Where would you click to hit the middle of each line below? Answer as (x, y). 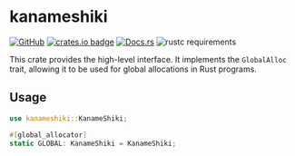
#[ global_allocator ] (49, 135)
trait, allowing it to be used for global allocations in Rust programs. (133, 69)
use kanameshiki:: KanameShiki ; (69, 118)
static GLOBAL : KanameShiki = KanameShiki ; (93, 143)
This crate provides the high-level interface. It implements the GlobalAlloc (148, 59)
